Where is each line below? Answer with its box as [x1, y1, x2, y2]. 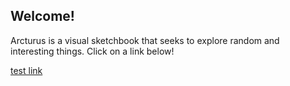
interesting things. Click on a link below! [10, 45, 175, 57]
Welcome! [10, 8, 75, 25]
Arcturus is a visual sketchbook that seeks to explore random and [10, 34, 280, 46]
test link [10, 64, 43, 76]
